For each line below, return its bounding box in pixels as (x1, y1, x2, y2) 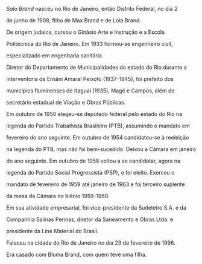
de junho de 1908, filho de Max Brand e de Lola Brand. (6, 17, 142, 24)
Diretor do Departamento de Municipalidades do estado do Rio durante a (6, 63, 187, 71)
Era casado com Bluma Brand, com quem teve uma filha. (6, 251, 147, 258)
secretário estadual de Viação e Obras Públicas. (6, 99, 126, 106)
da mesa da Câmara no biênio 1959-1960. (6, 193, 110, 199)
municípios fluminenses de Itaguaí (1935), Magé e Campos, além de (6, 87, 175, 94)
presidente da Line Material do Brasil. (6, 228, 99, 234)
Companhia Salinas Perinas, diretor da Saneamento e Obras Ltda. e (6, 216, 174, 223)
